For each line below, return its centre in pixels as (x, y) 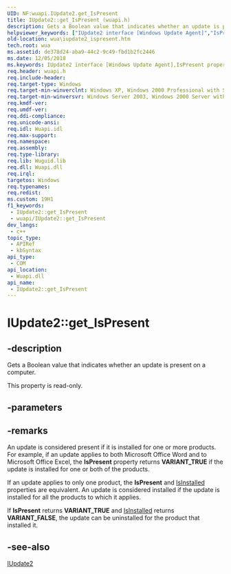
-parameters (35, 407)
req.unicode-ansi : (33, 122)
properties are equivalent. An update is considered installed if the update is (113, 490)
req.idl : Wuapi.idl (35, 129)
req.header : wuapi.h (37, 71)
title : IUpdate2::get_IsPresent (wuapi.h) (69, 20)
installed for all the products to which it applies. (74, 498)
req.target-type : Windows (44, 84)
